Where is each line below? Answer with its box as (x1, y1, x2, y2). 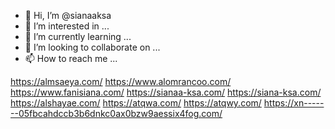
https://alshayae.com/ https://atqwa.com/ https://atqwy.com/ (10, 97, 262, 109)
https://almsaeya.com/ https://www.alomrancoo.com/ (10, 76, 232, 87)
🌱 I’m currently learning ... (24, 31, 132, 42)
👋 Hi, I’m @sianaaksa (24, 10, 112, 21)
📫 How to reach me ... (24, 53, 118, 64)
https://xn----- (263, 97, 325, 109)
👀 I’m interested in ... (24, 20, 110, 32)
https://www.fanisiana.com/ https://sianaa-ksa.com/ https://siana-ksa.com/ (10, 86, 322, 98)
